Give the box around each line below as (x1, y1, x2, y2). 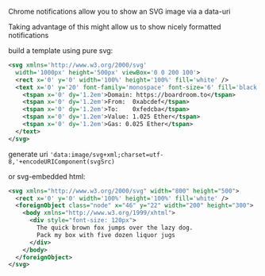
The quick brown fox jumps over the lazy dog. (36, 224, 194, 232)
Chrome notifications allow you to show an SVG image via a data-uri (8, 7, 231, 16)
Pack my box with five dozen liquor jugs (36, 231, 176, 239)
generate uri (8, 149, 48, 159)
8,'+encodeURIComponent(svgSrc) (8, 158, 115, 166)
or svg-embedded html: (8, 171, 86, 181)
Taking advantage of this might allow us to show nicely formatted (8, 22, 221, 31)
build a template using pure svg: (8, 46, 113, 55)
